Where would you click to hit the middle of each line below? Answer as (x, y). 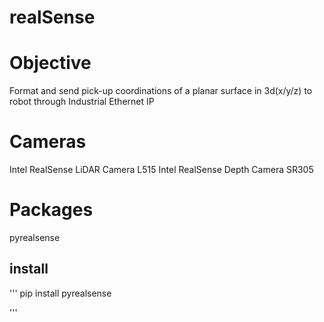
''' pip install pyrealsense (60, 293)
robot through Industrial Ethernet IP (82, 102)
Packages (51, 210)
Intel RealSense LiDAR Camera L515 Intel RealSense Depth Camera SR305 (161, 170)
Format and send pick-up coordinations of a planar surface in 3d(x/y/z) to (161, 91)
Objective (50, 63)
